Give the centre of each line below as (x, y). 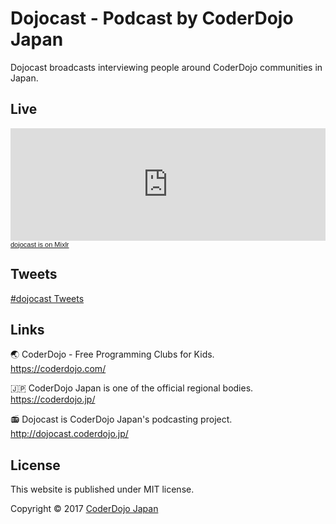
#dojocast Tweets (47, 298)
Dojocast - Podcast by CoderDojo (152, 18)
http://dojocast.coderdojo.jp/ (69, 434)
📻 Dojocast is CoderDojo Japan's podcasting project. (121, 419)
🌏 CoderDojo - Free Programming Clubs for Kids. (112, 354)
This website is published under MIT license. (102, 489)
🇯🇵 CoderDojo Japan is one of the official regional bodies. (132, 388)
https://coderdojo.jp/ (53, 399)
